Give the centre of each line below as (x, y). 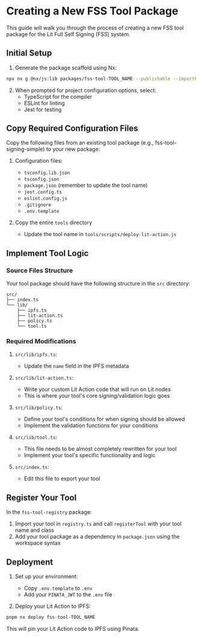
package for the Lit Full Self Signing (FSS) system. (68, 34)
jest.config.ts (43, 192)
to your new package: (73, 149)
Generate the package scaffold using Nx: (66, 67)
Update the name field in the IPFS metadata (76, 366)
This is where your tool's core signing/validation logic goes (97, 396)
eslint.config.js (46, 199)
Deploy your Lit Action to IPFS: (53, 606)
